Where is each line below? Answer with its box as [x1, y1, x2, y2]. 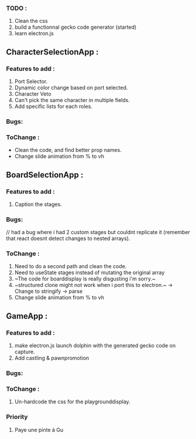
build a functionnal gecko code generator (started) [14, 23, 137, 31]
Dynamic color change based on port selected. [14, 84, 128, 91]
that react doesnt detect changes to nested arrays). [6, 235, 130, 242]
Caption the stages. [14, 201, 63, 208]
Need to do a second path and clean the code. [14, 263, 127, 270]
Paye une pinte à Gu [14, 426, 64, 433]
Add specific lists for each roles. [14, 103, 92, 110]
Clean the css [14, 18, 48, 25]
